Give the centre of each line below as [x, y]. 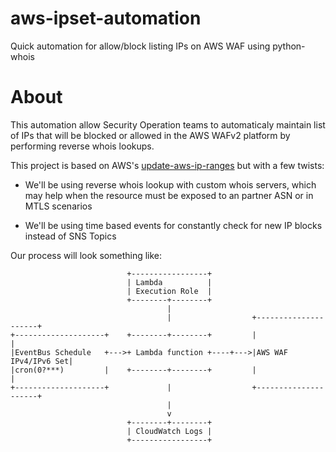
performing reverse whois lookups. [82, 146]
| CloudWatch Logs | [169, 431]
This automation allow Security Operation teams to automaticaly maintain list [168, 124]
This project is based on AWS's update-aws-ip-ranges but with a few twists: [167, 165]
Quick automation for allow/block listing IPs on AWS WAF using [140, 46]
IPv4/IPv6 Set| [42, 361]
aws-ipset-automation [106, 18]
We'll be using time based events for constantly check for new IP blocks [173, 225]
